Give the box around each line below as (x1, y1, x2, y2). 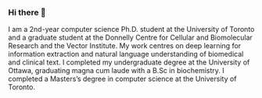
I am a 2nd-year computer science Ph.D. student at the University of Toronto (8, 25, 255, 34)
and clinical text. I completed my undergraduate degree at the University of (8, 58, 250, 67)
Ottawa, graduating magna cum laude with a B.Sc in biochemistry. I (8, 66, 224, 75)
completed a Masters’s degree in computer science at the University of (8, 74, 237, 84)
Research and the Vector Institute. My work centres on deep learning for (8, 41, 242, 51)
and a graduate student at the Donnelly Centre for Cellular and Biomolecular (8, 33, 253, 42)
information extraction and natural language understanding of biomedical (8, 50, 244, 59)
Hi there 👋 (8, 7, 47, 18)
